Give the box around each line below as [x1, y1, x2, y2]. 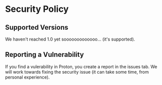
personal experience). [5, 74, 50, 80]
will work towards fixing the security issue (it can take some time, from [5, 69, 149, 75]
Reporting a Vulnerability [5, 50, 84, 59]
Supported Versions [5, 23, 68, 32]
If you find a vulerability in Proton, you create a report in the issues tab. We [5, 63, 158, 70]
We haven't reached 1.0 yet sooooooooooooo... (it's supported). [5, 36, 135, 42]
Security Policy [5, 3, 69, 15]
